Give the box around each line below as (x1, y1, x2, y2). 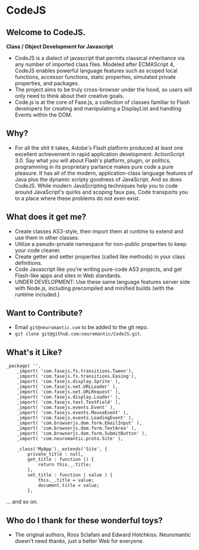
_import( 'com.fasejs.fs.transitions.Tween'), (17, 368, 134, 374)
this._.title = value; (37, 478, 94, 483)
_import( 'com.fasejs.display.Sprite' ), (17, 378, 121, 385)
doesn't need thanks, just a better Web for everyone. (14, 538, 144, 545)
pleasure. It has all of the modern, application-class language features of (14, 169, 193, 176)
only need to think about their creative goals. (14, 93, 125, 99)
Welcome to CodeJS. (6, 27, 86, 37)
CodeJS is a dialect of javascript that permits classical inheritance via (14, 55, 185, 61)
